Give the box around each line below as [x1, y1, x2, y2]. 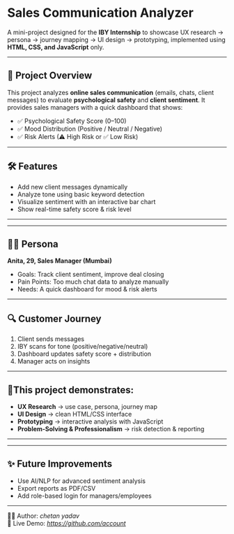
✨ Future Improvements [7, 458, 113, 470]
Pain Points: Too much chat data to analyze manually [17, 277, 169, 286]
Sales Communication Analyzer [7, 5, 194, 21]
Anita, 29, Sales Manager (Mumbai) [7, 257, 113, 265]
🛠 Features [7, 161, 58, 173]
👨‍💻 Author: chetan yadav [7, 512, 80, 520]
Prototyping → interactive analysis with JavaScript [17, 417, 164, 426]
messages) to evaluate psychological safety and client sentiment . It [7, 96, 205, 104]
